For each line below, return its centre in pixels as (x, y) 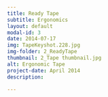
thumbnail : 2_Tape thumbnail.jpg (54, 58)
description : (25, 77)
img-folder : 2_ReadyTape (42, 52)
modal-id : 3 (24, 32)
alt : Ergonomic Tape (36, 64)
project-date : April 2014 (43, 70)
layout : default (30, 26)
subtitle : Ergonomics (38, 20)
